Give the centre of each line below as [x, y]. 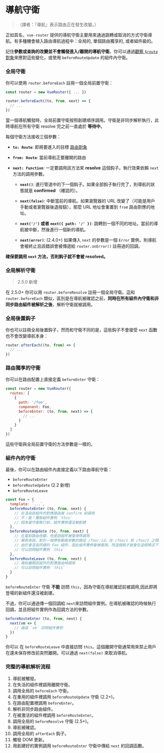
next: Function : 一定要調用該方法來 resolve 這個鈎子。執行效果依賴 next [86, 168]
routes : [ [20, 393]
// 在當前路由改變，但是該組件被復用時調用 [52, 536]
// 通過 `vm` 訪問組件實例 [39, 628]
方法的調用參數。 [30, 174]
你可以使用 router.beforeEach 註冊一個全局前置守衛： [59, 83]
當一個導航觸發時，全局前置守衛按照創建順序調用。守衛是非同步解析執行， [80, 120]
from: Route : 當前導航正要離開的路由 [49, 157]
